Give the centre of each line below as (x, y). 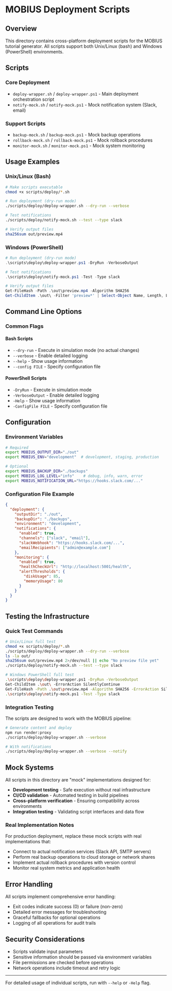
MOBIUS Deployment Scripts (68, 10)
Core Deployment (28, 82)
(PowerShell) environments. (35, 52)
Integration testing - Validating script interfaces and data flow (78, 812)
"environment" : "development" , (48, 524)
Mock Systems (30, 767)
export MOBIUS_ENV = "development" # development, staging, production (82, 457)
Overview (21, 29)
